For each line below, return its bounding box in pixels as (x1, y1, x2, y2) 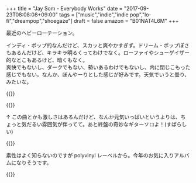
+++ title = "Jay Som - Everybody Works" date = (6, 5, 123, 12)
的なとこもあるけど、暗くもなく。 (6, 57, 88, 63)
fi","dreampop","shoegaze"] (6, 18, 73, 24)
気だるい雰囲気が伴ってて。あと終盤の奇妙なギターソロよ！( (21, 121, 167, 127)
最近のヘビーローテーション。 (6, 29, 78, 36)
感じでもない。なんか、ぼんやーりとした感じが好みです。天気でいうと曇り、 (6, 71, 190, 78)
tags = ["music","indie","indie (59, 11, 129, 18)
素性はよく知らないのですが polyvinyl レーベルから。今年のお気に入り (6, 152, 174, 158)
